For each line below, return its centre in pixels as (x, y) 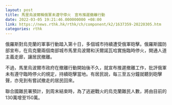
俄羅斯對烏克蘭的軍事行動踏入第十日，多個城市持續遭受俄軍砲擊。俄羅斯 (81, 44)
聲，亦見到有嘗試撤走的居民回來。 (41, 81)
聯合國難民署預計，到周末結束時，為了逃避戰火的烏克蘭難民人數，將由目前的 (86, 91)
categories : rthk (24, 29)
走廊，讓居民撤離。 (34, 57)
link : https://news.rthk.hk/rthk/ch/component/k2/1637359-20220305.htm (83, 24)
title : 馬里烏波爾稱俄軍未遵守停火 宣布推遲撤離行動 (55, 15)
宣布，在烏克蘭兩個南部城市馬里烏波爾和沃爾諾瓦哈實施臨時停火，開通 (83, 50)
